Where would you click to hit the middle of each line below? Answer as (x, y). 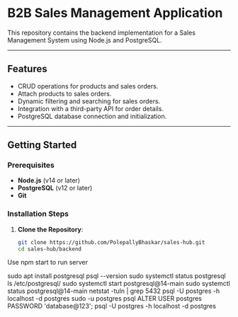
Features (27, 69)
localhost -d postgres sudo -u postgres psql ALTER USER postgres (104, 299)
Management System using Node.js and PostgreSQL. (85, 40)
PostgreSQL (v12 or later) (55, 188)
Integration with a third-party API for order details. (91, 108)
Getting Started (42, 145)
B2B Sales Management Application (115, 13)
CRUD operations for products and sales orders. (88, 86)
